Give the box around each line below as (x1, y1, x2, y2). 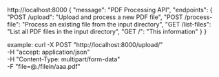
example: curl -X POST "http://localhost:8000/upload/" (7, 41, 163, 48)
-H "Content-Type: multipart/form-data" (7, 55, 121, 63)
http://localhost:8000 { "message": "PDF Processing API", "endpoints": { (7, 6, 213, 14)
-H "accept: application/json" (7, 48, 90, 56)
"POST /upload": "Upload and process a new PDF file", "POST (7, 13, 184, 21)
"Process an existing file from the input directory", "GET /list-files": (21, 20, 211, 28)
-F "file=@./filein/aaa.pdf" (7, 63, 81, 70)
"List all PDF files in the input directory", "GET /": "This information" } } (7, 27, 207, 35)
